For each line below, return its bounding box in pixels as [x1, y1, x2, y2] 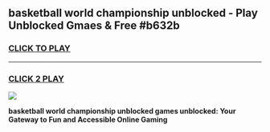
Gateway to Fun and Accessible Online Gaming [8, 114, 168, 124]
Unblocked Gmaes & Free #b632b [8, 19, 180, 33]
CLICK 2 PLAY [8, 73, 64, 84]
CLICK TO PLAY [8, 43, 71, 54]
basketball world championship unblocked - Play [8, 6, 259, 20]
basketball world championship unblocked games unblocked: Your [8, 106, 236, 115]
